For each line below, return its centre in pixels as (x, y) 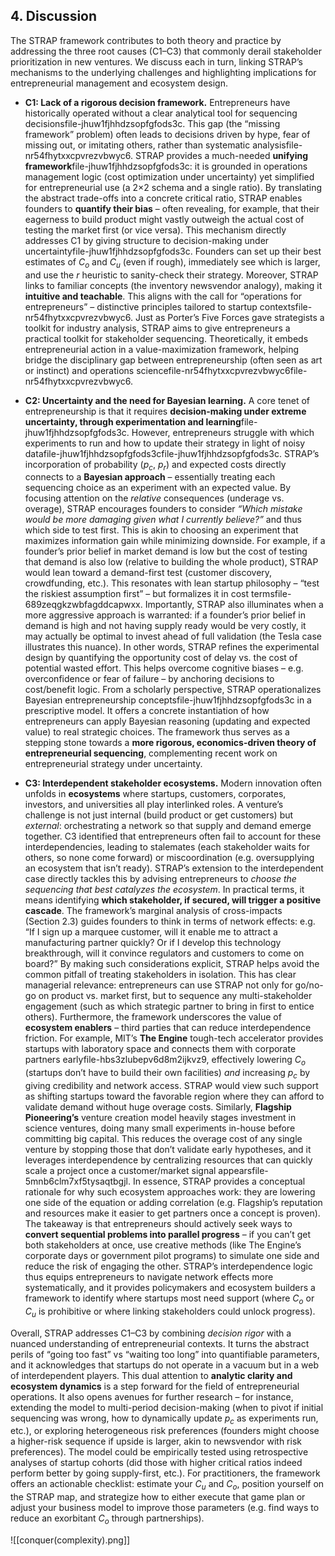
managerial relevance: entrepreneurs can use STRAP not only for (158, 985)
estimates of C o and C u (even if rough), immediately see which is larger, (172, 262)
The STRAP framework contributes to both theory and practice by (146, 40)
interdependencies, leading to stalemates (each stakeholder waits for (167, 847)
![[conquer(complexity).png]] (70, 1540)
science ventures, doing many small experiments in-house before (160, 1128)
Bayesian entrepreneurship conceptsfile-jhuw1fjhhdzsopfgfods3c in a (168, 700)
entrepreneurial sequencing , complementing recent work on (151, 753)
